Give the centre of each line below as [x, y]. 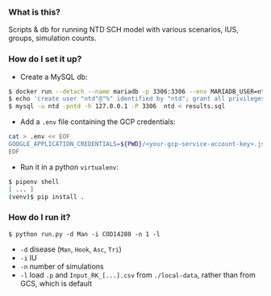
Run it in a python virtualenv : [69, 167]
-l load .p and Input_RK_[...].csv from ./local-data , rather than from [138, 275]
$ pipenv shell [34, 181]
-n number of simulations [62, 266]
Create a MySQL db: [54, 77]
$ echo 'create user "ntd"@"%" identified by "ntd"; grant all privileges [137, 99]
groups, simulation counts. [52, 38]
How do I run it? [40, 218]
